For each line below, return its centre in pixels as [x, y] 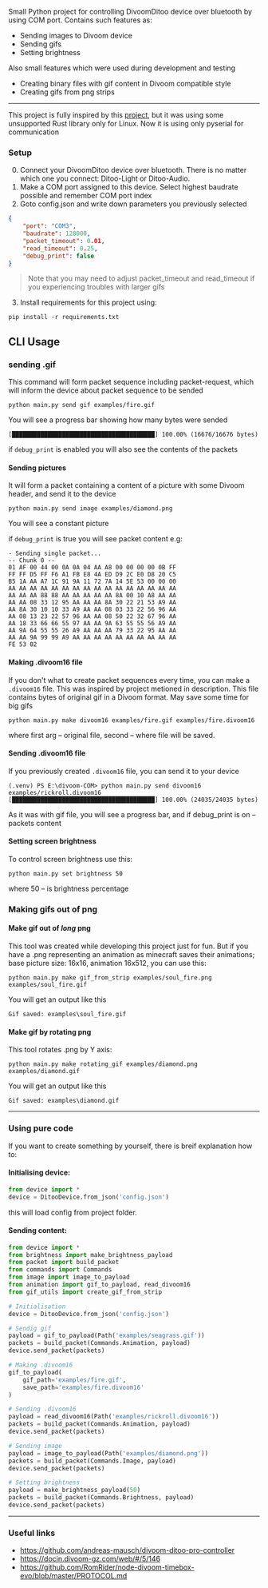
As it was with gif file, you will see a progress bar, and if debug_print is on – [132, 814]
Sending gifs [41, 44]
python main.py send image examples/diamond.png [91, 509]
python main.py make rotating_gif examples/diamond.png [103, 1064]
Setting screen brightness [53, 841]
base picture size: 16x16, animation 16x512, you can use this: [107, 964]
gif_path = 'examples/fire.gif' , [75, 1380]
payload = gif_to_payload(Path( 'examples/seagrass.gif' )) [106, 1336]
